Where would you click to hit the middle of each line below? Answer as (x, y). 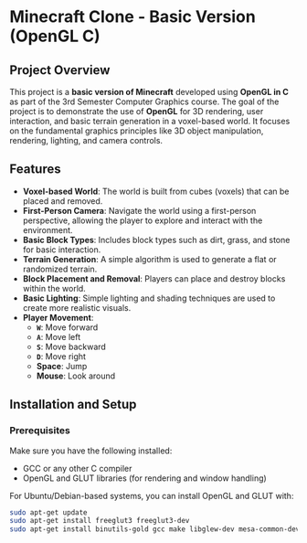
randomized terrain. (60, 269)
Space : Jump (62, 366)
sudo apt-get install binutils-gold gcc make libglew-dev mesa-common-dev (155, 529)
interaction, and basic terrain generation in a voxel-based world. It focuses (150, 121)
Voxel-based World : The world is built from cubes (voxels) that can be (156, 191)
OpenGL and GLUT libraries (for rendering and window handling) (144, 478)
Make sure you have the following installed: (91, 451)
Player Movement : (58, 317)
